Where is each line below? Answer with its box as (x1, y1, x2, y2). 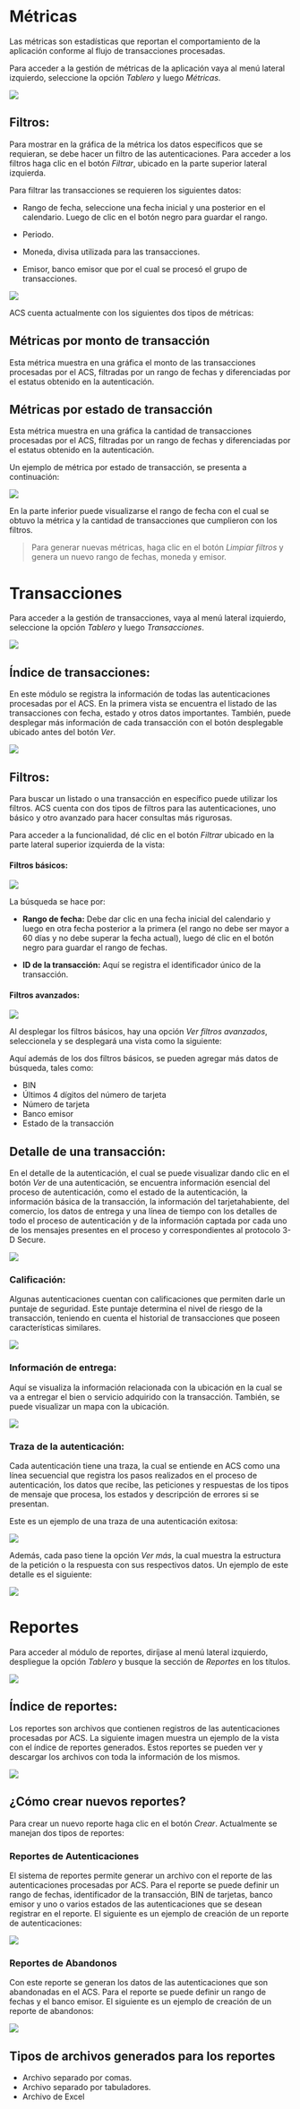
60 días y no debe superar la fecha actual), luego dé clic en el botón (21, 933, 275, 944)
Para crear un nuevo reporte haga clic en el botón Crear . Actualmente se (9, 1818, 278, 1829)
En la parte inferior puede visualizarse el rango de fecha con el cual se (9, 506, 270, 517)
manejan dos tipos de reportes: (9, 1827, 124, 1838)
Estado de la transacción (21, 1118, 115, 1129)
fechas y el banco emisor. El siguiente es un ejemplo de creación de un (9, 1996, 271, 2007)
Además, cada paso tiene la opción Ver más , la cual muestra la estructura (9, 1550, 281, 1561)
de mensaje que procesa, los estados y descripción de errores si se (9, 1489, 260, 1500)
